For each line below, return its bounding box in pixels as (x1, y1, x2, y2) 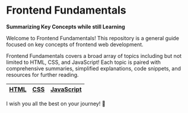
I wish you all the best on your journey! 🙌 (6, 100, 106, 107)
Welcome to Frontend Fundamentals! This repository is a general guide (6, 34, 180, 41)
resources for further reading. (6, 71, 79, 78)
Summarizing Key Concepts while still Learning (6, 23, 126, 30)
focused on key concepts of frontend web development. (6, 41, 144, 48)
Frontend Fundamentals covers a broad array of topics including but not (6, 52, 182, 59)
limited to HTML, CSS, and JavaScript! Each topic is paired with (6, 59, 161, 66)
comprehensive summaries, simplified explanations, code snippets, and (6, 64, 181, 72)
